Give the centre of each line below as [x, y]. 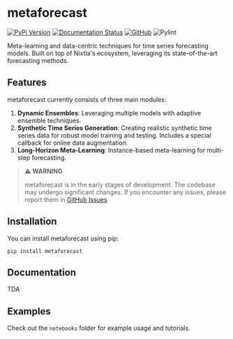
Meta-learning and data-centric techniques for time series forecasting [108, 45]
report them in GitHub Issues [66, 199]
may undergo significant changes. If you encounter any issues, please [125, 192]
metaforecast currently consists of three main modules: [87, 99]
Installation [32, 222]
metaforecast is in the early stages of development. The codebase [120, 185]
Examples [29, 311]
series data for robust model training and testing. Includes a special [114, 135]
